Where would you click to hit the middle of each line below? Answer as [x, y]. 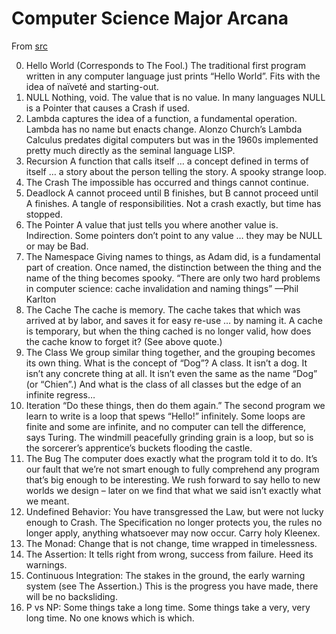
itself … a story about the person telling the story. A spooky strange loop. [176, 171]
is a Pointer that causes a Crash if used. [108, 108]
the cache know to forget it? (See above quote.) [124, 341]
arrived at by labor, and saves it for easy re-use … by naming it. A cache [174, 320]
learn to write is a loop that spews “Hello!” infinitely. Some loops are [165, 416]
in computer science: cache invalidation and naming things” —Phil [162, 288]
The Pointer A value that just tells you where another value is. [152, 224]
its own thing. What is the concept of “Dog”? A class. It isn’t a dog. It [166, 363]
